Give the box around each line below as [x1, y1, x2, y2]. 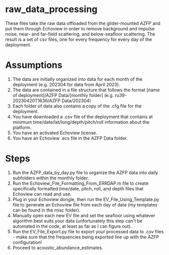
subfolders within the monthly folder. [12, 175, 89, 181]
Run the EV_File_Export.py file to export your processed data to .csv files [12, 228, 164, 234]
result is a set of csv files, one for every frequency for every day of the [5, 36, 152, 42]
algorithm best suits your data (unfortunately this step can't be [12, 218, 143, 224]
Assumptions [5, 60, 63, 71]
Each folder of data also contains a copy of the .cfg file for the [12, 103, 142, 109]
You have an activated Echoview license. [12, 130, 97, 136]
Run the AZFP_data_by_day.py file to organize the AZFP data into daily [12, 169, 158, 175]
